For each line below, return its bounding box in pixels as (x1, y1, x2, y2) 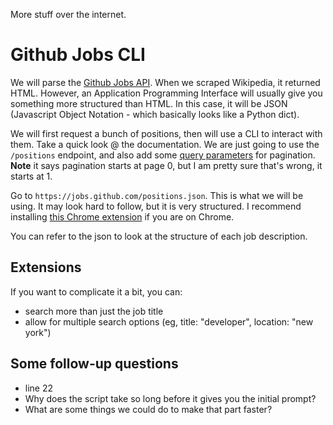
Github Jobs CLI (10, 44, 146, 66)
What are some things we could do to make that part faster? (24, 403, 273, 415)
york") (24, 326, 52, 338)
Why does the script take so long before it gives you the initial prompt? (24, 392, 317, 404)
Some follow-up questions (10, 355, 179, 373)
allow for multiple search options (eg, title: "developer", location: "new (24, 315, 314, 328)
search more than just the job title (24, 305, 164, 317)
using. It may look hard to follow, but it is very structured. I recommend (10, 200, 302, 212)
